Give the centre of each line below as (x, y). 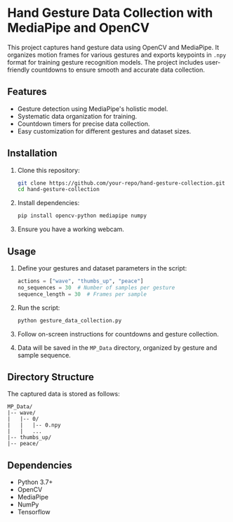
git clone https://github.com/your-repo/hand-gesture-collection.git (121, 183)
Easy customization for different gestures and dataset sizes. (104, 131)
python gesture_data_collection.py (69, 320)
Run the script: (39, 308)
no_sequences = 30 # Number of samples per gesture (96, 287)
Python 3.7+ (35, 482)
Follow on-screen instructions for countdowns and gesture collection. (118, 334)
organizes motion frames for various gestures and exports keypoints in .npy (117, 55)
